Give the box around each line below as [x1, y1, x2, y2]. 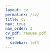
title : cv [5, 17, 26, 22]
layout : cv [5, 7, 28, 13]
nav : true [5, 21, 26, 27]
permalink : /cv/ [5, 12, 39, 17]
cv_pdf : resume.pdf [5, 31, 46, 36]
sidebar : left [10, 40, 39, 45]
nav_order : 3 [5, 26, 33, 31]
